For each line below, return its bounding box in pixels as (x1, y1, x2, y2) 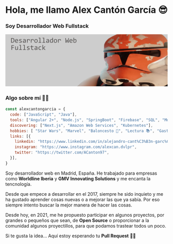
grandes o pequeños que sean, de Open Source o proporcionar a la (5, 217, 149, 223)
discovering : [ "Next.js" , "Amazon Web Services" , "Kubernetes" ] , (10, 123, 153, 128)
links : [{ (10, 134, 31, 139)
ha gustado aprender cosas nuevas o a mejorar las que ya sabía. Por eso (5, 196, 160, 202)
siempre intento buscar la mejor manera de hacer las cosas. (5, 202, 132, 208)
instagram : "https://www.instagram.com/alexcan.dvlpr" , (14, 144, 137, 150)
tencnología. (5, 181, 32, 187)
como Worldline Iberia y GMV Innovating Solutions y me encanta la (5, 175, 151, 181)
